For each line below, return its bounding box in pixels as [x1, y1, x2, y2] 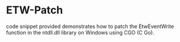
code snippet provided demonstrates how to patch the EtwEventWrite [6, 23, 174, 30]
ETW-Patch [6, 3, 63, 17]
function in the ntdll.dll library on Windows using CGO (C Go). [6, 29, 155, 36]
